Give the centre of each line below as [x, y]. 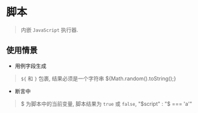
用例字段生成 [30, 65]
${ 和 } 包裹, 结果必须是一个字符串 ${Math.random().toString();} [98, 79]
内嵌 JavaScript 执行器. [49, 30]
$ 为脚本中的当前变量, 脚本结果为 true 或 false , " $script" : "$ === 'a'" [106, 103]
